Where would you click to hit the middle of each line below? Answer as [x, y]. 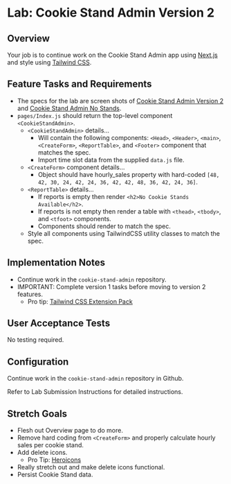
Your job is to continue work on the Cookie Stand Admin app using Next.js [112, 55]
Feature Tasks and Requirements [80, 84]
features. [30, 294]
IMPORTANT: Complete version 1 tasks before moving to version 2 [111, 286]
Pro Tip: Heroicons [54, 460]
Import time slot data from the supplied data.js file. [111, 159]
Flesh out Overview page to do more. [70, 431]
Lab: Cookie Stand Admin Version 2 [111, 13]
